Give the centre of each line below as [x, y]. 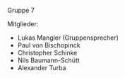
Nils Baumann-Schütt [48, 60]
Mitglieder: [23, 24]
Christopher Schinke [47, 53]
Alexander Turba [42, 68]
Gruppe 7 [21, 10]
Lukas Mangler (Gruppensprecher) [68, 38]
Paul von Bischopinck [49, 45]
